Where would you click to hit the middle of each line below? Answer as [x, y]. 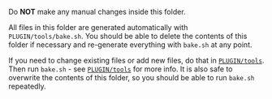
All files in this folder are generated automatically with [98, 27]
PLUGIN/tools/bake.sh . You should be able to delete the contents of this [128, 36]
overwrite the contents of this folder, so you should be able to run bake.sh [132, 77]
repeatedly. [27, 86]
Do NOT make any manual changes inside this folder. [97, 12]
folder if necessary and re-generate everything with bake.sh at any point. [130, 45]
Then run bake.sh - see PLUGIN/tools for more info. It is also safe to [121, 69]
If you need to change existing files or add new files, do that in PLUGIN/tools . [136, 60]
